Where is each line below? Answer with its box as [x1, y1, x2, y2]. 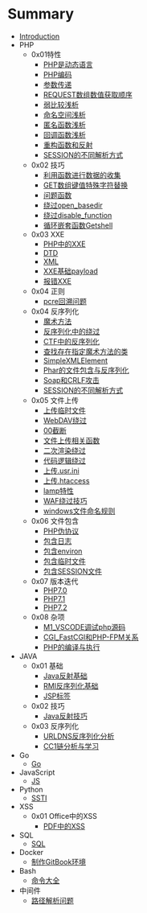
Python [18, 784, 43, 794]
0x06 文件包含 [31, 516, 80, 525]
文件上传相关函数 [43, 435, 100, 445]
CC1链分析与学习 [43, 741, 100, 751]
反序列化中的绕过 [43, 327, 100, 336]
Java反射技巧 [43, 711, 88, 721]
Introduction [18, 31, 60, 41]
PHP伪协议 [43, 526, 80, 536]
